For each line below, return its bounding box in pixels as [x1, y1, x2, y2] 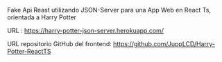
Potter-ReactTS [7, 48, 51, 55]
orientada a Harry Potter [7, 13, 77, 21]
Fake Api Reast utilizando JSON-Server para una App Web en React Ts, [7, 6, 212, 14]
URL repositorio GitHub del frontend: [7, 40, 112, 48]
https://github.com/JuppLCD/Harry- [113, 40, 216, 48]
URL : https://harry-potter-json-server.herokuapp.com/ [7, 27, 164, 34]
